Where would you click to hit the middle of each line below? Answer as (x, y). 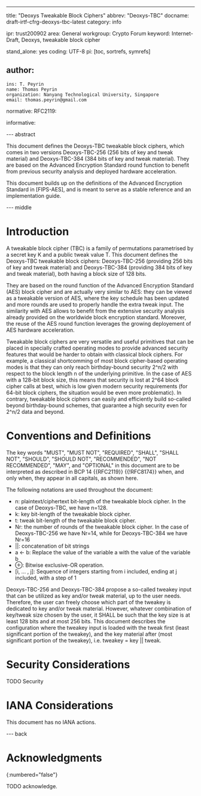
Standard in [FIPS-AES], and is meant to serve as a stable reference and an (99, 189)
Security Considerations (68, 664)
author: (20, 70)
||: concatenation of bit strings (52, 546)
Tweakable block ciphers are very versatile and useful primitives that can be (100, 341)
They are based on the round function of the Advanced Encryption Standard (100, 285)
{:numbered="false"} (32, 774)
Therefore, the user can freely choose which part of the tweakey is (89, 602)
